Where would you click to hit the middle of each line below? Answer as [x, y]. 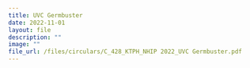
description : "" [35, 37]
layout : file [30, 30]
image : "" [25, 45]
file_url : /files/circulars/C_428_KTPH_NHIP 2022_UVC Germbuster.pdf [125, 52]
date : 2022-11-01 [37, 23]
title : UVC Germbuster [45, 15]
